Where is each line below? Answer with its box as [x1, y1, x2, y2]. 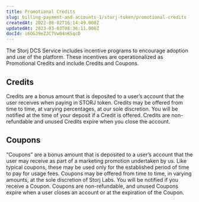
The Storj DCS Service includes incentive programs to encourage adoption [6, 47, 188, 54]
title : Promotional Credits [6, 8, 76, 15]
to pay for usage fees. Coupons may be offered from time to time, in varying [6, 170, 192, 177]
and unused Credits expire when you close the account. [34, 118, 171, 125]
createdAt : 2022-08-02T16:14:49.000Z [6, 20, 99, 26]
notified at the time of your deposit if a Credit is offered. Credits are [6, 111, 171, 119]
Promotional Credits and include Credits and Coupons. [6, 60, 139, 67]
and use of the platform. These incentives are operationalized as [6, 53, 163, 61]
